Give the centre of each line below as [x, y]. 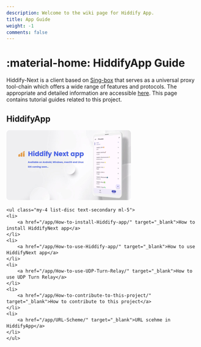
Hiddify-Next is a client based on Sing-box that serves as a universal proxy [100, 80]
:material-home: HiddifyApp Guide [96, 63]
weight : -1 [20, 26]
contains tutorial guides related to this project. [64, 100]
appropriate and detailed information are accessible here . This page [92, 93]
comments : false [27, 32]
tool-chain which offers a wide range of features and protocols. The [92, 87]
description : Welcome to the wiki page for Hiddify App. [80, 13]
